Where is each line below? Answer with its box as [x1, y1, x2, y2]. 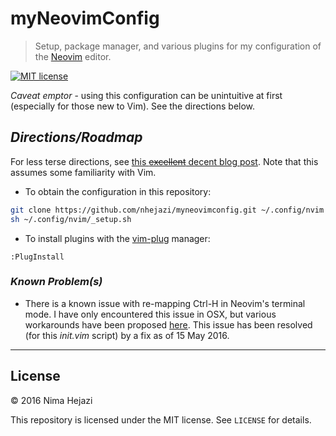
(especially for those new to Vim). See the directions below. [10, 100, 256, 112]
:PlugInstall [10, 252, 65, 262]
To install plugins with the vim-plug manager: [24, 232, 211, 244]
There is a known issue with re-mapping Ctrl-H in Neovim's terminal [24, 297, 306, 309]
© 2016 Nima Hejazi [10, 394, 93, 406]
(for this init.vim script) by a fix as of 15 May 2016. [24, 329, 230, 341]
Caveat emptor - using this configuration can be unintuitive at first [10, 89, 283, 101]
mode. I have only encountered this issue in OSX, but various [24, 308, 277, 320]
